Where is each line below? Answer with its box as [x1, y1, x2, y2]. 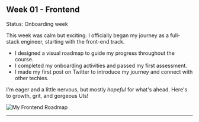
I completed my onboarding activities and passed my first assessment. [14, 62, 188, 69]
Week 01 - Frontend [6, 5, 80, 15]
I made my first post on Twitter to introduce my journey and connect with [14, 68, 193, 75]
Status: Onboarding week [6, 20, 68, 27]
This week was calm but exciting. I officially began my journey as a [6, 32, 169, 39]
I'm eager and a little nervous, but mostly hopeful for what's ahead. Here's [6, 85, 188, 93]
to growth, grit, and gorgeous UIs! [6, 92, 89, 99]
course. [14, 55, 34, 62]
